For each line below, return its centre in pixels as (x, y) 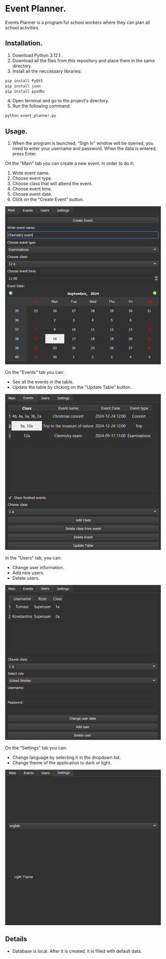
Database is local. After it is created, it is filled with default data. (77, 951)
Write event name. (31, 173)
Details (16, 939)
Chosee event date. (32, 194)
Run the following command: (41, 106)
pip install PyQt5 (24, 81)
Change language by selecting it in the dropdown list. (66, 757)
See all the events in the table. (43, 382)
